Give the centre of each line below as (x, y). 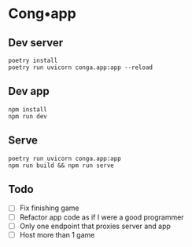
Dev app (29, 91)
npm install (28, 109)
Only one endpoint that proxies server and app (95, 226)
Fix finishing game (49, 208)
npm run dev (28, 116)
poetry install (33, 60)
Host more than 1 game (57, 234)
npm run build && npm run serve (61, 165)
